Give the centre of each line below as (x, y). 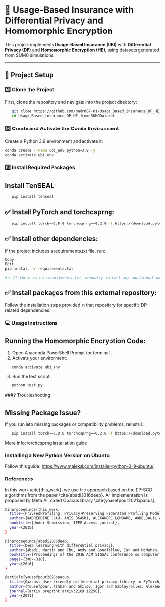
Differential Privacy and (54, 20)
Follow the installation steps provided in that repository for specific (72, 305)
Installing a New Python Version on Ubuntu (57, 455)
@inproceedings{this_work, (33, 509)
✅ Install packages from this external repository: (81, 293)
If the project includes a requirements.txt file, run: (55, 251)
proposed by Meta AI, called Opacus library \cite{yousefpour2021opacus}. (81, 500)
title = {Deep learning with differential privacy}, (62, 545)
